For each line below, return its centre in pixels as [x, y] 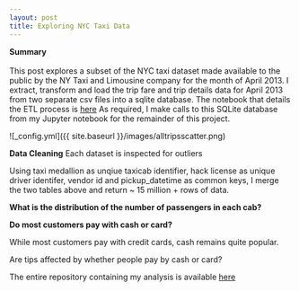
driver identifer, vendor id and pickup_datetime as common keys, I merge [145, 180]
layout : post [34, 18]
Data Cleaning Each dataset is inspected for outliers [106, 153]
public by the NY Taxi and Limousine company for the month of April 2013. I [149, 80]
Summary [28, 51]
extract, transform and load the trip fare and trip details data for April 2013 [146, 90]
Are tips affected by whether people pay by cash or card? [116, 259]
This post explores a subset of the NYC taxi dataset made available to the [145, 71]
